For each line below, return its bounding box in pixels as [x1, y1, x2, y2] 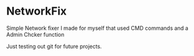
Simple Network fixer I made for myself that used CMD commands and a [6, 24, 189, 32]
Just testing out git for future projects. [6, 43, 102, 50]
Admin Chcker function [6, 30, 65, 38]
